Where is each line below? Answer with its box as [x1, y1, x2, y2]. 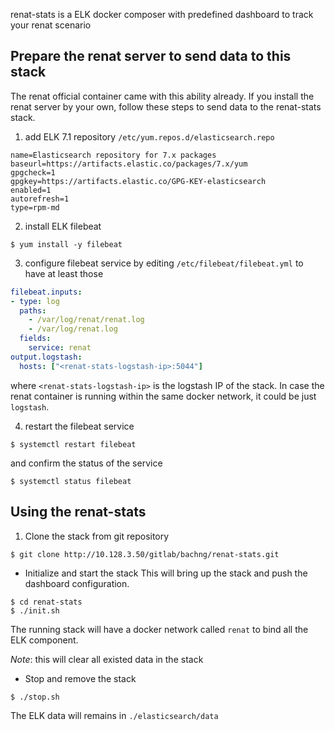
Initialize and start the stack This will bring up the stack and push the [24, 567, 308, 579]
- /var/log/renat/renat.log [28, 315, 145, 325]
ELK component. [10, 634, 79, 646]
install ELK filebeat [24, 220, 102, 232]
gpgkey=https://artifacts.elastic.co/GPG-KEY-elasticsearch [10, 176, 267, 186]
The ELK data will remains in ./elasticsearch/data [10, 709, 219, 721]
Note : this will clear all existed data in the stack [10, 653, 204, 665]
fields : [19, 334, 52, 344]
